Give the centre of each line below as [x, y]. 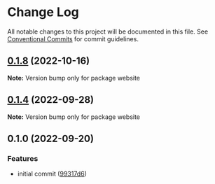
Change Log [43, 12]
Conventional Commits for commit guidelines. [73, 38]
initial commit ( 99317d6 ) [52, 174]
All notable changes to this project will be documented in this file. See [108, 31]
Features [23, 158]
